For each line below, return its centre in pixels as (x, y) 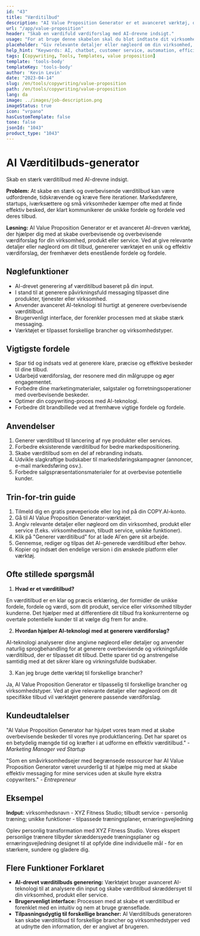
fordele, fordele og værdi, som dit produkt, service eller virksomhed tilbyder (99, 606)
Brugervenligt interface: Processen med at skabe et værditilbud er (97, 901)
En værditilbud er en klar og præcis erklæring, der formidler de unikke (92, 600)
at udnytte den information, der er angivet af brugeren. (82, 926)
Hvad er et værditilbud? (44, 588)
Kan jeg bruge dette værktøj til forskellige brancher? (79, 672)
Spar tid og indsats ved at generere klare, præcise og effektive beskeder (104, 363)
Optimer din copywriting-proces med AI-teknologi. (76, 401)
